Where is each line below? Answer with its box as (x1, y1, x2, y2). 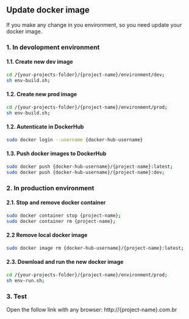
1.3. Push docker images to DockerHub (6, 150, 107, 157)
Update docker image (6, 5, 90, 15)
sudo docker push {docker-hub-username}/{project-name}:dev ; (6, 169, 165, 175)
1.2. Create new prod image (6, 91, 77, 98)
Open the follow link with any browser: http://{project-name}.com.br (6, 306, 177, 313)
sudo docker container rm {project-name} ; (6, 218, 116, 224)
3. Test (6, 292, 27, 301)
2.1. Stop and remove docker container (6, 199, 106, 206)
